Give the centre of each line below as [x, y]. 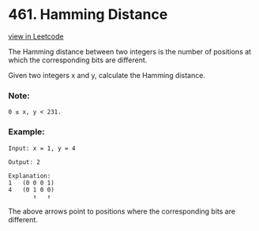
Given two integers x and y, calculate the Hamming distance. [107, 75]
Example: [26, 132]
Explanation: [30, 176]
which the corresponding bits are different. [78, 60]
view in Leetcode [36, 36]
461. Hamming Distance [88, 15]
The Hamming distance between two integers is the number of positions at [129, 51]
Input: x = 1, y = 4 [42, 148]
